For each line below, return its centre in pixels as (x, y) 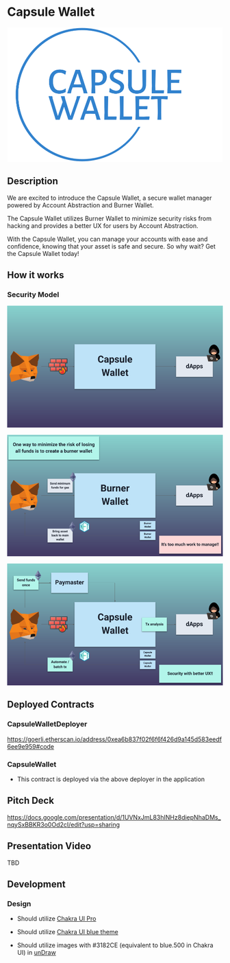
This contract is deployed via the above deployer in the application (111, 779)
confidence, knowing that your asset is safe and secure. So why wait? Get (111, 246)
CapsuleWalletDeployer (47, 724)
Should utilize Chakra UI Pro (56, 919)
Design (19, 903)
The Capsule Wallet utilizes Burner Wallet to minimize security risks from (110, 218)
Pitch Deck (31, 801)
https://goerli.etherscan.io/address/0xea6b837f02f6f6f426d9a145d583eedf (115, 739)
